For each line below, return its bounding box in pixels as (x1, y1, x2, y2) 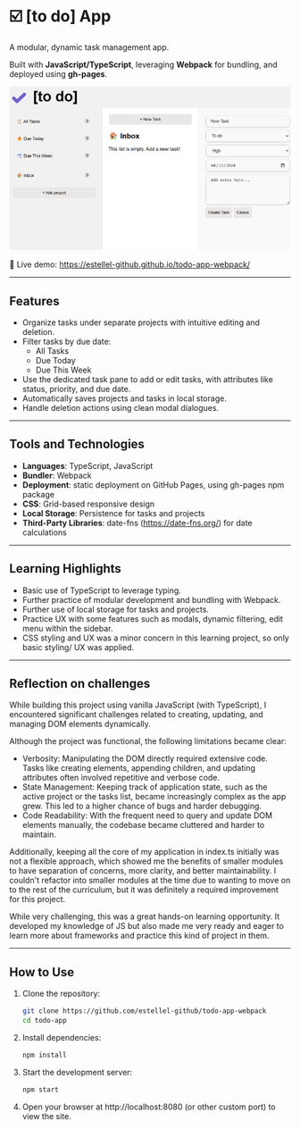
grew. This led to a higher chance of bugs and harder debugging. (21, 800, 262, 812)
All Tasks (35, 345, 70, 356)
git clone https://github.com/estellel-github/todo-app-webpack (21, 1007, 267, 1016)
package (21, 489, 55, 499)
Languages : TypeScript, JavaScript (21, 460, 154, 471)
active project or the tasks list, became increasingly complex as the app (21, 791, 287, 802)
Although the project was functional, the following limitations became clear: (9, 736, 287, 747)
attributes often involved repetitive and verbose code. (21, 773, 221, 783)
